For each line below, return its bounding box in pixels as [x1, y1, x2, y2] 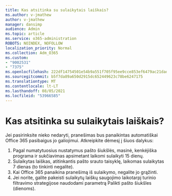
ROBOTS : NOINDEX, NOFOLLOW [5, 41, 63, 46]
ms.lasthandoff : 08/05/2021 [5, 88, 66, 94]
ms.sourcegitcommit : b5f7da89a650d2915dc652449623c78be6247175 [5, 74, 143, 79]
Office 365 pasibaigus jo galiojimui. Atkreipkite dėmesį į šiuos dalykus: [5, 138, 154, 144]
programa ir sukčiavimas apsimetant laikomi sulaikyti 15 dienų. [12, 153, 144, 159]
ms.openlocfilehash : [5, 70, 50, 75]
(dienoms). [12, 185, 36, 192]
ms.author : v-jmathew [5, 12, 52, 17]
